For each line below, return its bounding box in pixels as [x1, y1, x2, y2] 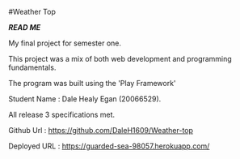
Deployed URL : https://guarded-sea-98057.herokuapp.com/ [8, 141, 210, 151]
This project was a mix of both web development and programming [8, 54, 232, 63]
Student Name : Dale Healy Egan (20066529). [8, 94, 162, 104]
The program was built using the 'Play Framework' [8, 79, 176, 88]
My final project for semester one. [8, 38, 122, 48]
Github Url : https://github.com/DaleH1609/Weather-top [8, 126, 194, 135]
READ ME [8, 23, 41, 32]
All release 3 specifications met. [8, 110, 116, 119]
